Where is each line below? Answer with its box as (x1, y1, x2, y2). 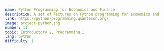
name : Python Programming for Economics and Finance (5, 7, 115, 12)
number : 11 (5, 25, 27, 30)
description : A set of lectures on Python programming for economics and (5, 12, 160, 17)
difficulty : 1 (5, 39, 34, 44)
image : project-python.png (5, 20, 60, 26)
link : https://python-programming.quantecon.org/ (5, 16, 109, 21)
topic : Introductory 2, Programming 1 (5, 30, 84, 34)
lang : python (5, 34, 32, 39)
